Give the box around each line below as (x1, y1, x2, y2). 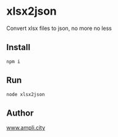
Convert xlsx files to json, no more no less (6, 24, 112, 32)
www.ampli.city (6, 124, 45, 131)
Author (6, 108, 34, 118)
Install (6, 42, 31, 53)
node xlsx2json (6, 91, 45, 97)
